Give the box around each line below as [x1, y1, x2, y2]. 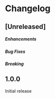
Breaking [5, 61, 24, 67]
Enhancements [5, 36, 37, 42]
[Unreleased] [5, 23, 46, 31]
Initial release [5, 88, 32, 94]
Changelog [5, 3, 51, 14]
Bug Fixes [5, 49, 26, 54]
